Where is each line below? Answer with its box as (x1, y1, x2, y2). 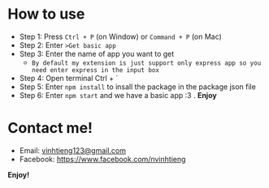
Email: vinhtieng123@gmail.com (19, 145, 127, 155)
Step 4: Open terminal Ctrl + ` (19, 73, 119, 83)
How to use (7, 5, 85, 23)
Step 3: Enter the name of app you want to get (19, 49, 175, 58)
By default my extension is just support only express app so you (31, 58, 262, 67)
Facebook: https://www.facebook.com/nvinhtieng (19, 154, 186, 164)
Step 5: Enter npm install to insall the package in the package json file (19, 82, 257, 92)
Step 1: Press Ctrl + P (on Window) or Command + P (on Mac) (19, 32, 223, 41)
